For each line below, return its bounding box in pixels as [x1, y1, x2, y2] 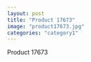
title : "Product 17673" [7, 17, 76, 23]
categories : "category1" [7, 29, 79, 37]
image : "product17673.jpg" [7, 23, 85, 30]
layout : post [7, 10, 45, 17]
